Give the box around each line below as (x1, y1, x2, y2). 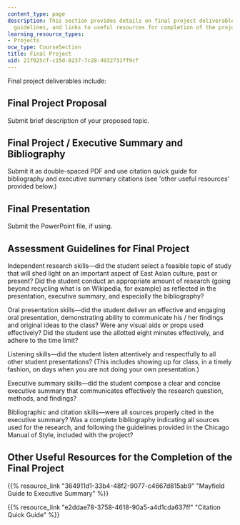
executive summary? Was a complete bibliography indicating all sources (7, 416, 220, 424)
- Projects (7, 37, 40, 44)
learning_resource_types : (7, 30, 84, 38)
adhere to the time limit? (7, 336, 79, 344)
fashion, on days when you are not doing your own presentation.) (7, 365, 200, 374)
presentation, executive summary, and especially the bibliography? (7, 292, 204, 300)
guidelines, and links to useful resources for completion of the (14, 24, 216, 31)
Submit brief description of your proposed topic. (7, 116, 150, 125)
